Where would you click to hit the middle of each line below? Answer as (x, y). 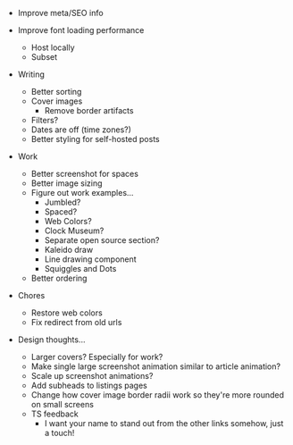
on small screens (62, 404)
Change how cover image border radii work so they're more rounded (157, 395)
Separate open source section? (102, 240)
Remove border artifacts (89, 110)
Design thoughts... (51, 340)
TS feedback (54, 414)
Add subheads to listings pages (89, 385)
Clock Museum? (74, 231)
